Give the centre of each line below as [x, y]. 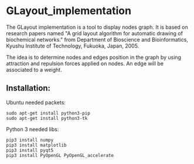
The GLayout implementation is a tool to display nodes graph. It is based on [97, 27]
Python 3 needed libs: [33, 129]
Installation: [28, 88]
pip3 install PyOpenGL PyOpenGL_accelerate [60, 155]
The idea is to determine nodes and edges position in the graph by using [94, 57]
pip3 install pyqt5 [30, 150]
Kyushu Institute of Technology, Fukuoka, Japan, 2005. [73, 46]
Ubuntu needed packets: [36, 102]
